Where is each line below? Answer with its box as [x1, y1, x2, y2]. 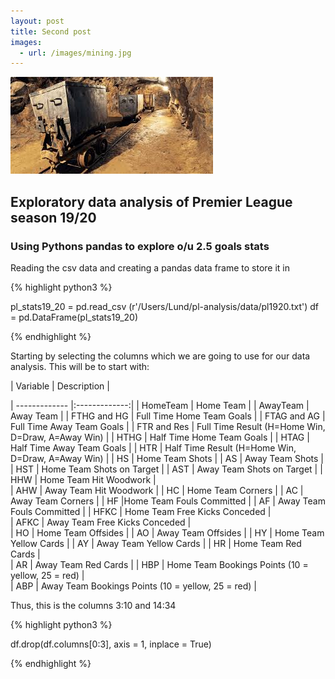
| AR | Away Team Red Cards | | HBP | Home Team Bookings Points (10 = [10, 558, 309, 570]
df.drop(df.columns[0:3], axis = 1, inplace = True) [10, 638, 212, 650]
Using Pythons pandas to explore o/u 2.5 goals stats [10, 239, 270, 253]
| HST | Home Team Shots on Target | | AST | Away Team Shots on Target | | [10, 463, 323, 475]
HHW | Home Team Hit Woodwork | [10, 473, 157, 485]
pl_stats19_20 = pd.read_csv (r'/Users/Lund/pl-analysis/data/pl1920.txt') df [10, 300, 320, 312]
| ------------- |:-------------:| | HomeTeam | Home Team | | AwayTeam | [10, 399, 310, 411]
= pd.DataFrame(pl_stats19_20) [10, 311, 139, 323]
